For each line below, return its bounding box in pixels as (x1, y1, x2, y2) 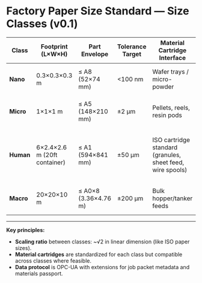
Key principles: (6, 226, 45, 233)
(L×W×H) (41, 50, 68, 58)
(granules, (152, 150, 182, 159)
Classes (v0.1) (6, 17, 78, 31)
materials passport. (14, 270, 63, 277)
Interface (159, 53, 186, 62)
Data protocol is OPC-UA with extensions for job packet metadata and (14, 263, 190, 270)
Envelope (81, 50, 109, 58)
